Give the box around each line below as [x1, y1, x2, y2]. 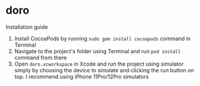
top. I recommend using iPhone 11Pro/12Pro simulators [14, 73, 149, 80]
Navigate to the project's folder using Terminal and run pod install [14, 47, 181, 54]
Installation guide [5, 23, 49, 30]
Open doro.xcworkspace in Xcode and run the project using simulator [14, 60, 184, 67]
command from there [14, 54, 67, 61]
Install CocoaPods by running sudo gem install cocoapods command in [14, 35, 191, 42]
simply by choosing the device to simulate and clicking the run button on [14, 66, 195, 73]
